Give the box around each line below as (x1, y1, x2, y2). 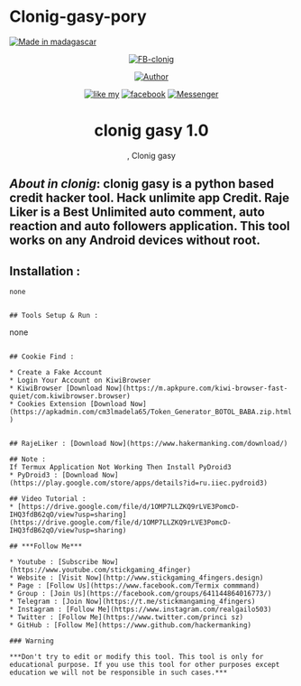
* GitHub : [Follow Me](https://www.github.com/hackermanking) (9, 621, 252, 630)
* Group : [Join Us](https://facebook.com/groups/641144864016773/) (9, 589, 272, 598)
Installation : (9, 264, 81, 279)
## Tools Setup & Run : (9, 311, 99, 320)
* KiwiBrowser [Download (9, 384, 103, 394)
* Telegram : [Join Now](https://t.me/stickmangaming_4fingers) (9, 598, 256, 607)
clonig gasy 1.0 (94, 120, 209, 141)
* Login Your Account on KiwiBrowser (9, 376, 151, 385)
